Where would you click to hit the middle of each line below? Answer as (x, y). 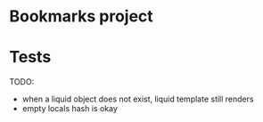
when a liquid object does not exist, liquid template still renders (138, 99)
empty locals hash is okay (70, 109)
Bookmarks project (81, 16)
